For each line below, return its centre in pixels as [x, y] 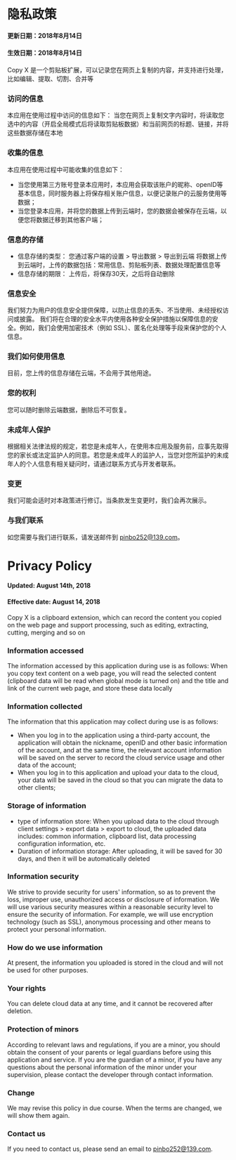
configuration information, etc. [61, 843]
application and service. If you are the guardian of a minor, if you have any [115, 1060]
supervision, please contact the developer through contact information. [110, 1074]
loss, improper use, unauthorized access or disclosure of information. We [113, 899]
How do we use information [55, 947]
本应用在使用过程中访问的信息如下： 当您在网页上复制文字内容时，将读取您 [116, 115]
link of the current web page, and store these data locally [90, 688]
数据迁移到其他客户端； [70, 219]
